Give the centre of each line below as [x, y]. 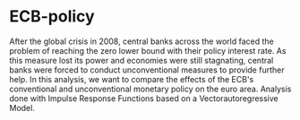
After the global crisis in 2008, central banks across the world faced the [142, 41]
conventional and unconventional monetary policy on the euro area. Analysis [150, 89]
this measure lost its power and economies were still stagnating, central [141, 60]
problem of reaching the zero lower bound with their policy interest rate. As [148, 50]
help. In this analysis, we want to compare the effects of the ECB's [132, 79]
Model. [22, 107]
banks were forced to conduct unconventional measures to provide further [147, 70]
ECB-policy [52, 17]
